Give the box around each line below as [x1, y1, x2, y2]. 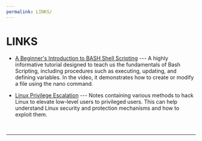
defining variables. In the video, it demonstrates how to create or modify [14, 73, 194, 81]
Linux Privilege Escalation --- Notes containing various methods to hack [14, 91, 194, 99]
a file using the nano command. [14, 80, 93, 87]
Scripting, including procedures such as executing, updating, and [14, 67, 177, 74]
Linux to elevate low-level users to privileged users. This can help [14, 98, 178, 105]
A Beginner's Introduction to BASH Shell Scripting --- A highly [14, 55, 168, 62]
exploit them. [14, 110, 47, 118]
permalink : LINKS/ [6, 8, 52, 15]
